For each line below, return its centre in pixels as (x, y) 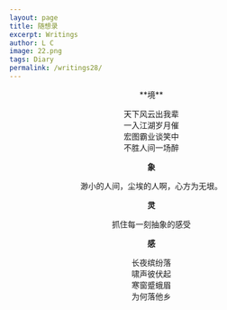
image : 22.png (36, 51)
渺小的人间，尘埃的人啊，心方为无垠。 (151, 186)
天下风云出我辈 (151, 114)
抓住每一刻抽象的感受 (151, 224)
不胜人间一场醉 (151, 147)
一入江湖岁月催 (151, 125)
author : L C (32, 43)
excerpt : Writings (44, 34)
